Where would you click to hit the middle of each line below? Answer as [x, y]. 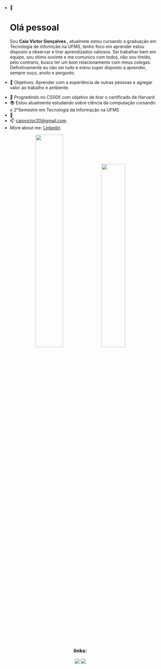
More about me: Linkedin [35, 127]
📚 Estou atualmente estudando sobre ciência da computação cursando [82, 103]
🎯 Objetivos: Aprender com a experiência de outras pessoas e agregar [81, 82]
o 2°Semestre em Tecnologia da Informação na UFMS [64, 110]
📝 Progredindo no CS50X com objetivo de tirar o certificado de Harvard [82, 97]
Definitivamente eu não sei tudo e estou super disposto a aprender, [78, 67]
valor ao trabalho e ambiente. [40, 87]
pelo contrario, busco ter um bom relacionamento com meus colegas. [80, 62]
